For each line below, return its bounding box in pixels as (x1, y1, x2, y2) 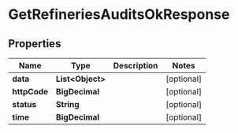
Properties (8, 37, 61, 50)
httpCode (12, 87, 49, 97)
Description (113, 61, 158, 71)
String (55, 99, 80, 109)
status (12, 99, 37, 109)
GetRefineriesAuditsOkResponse (8, 6, 230, 24)
